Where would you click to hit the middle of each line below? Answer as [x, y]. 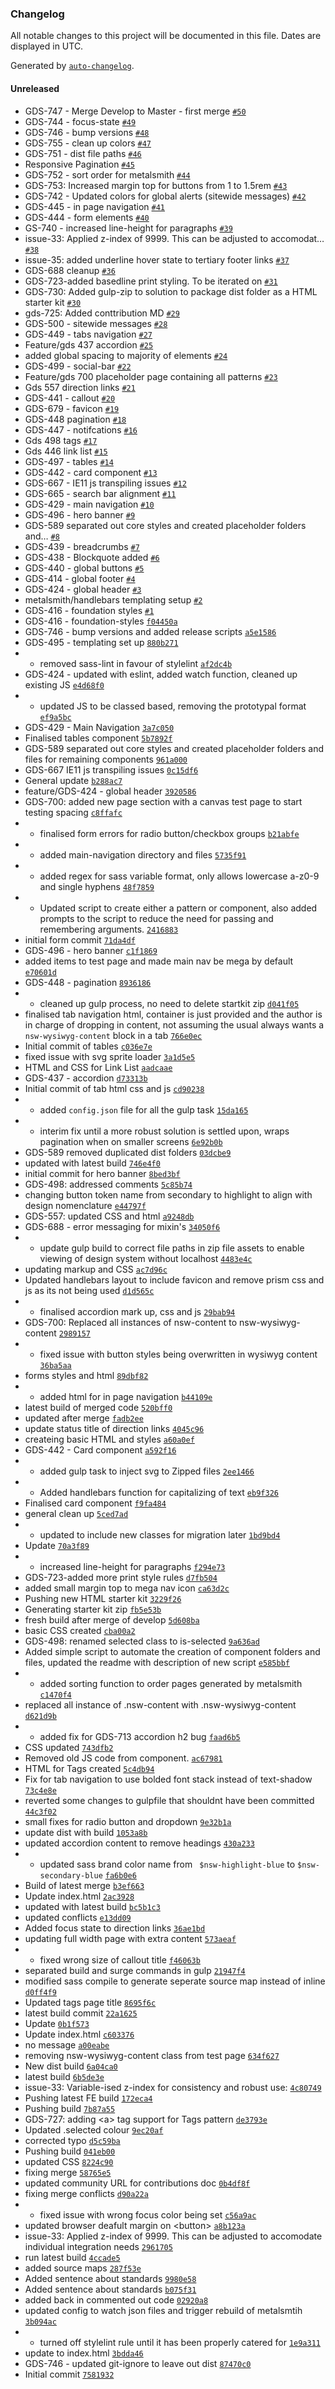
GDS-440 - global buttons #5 [84, 568]
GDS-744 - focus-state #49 [80, 121]
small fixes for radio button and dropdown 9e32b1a [128, 1821]
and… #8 [42, 536]
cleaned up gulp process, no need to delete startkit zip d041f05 [169, 1003]
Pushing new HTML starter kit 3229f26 [103, 1598]
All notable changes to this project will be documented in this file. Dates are [166, 36]
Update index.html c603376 [79, 2034]
